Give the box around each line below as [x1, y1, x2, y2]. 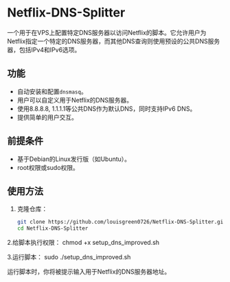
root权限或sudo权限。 [16, 163, 79, 171]
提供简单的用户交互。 [16, 113, 78, 121]
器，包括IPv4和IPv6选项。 [7, 45, 81, 54]
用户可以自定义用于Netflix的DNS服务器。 [16, 96, 133, 104]
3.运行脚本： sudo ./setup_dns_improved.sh [7, 253, 131, 261]
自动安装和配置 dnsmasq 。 [16, 87, 87, 96]
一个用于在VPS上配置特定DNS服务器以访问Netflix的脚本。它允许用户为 [7, 28, 207, 36]
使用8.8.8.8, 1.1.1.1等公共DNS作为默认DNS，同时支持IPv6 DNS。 [16, 105, 196, 113]
